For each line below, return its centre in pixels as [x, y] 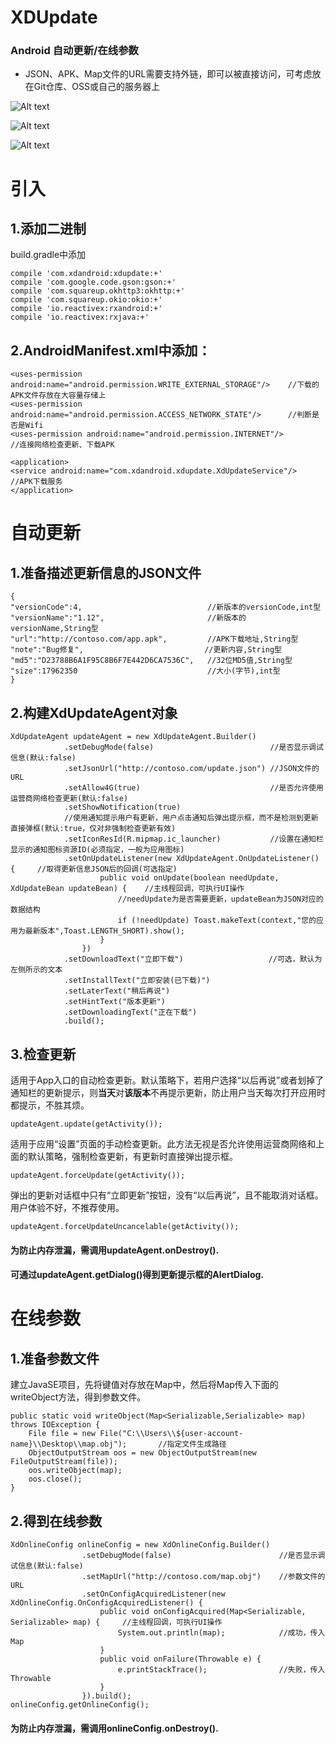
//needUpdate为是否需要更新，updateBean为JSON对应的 [220, 899]
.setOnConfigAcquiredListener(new [153, 1594]
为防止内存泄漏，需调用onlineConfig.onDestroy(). [114, 1728]
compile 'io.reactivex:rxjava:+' [80, 317]
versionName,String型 [54, 629]
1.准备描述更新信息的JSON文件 [106, 572]
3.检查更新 [43, 1054]
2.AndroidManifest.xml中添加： [111, 350]
